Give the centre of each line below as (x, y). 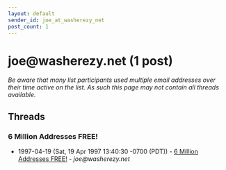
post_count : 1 (29, 26)
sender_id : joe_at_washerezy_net (56, 20)
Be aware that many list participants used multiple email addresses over (112, 80)
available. (22, 95)
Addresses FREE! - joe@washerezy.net (74, 159)
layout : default (31, 14)
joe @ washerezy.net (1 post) (90, 61)
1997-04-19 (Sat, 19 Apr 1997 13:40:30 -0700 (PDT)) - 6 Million (108, 151)
